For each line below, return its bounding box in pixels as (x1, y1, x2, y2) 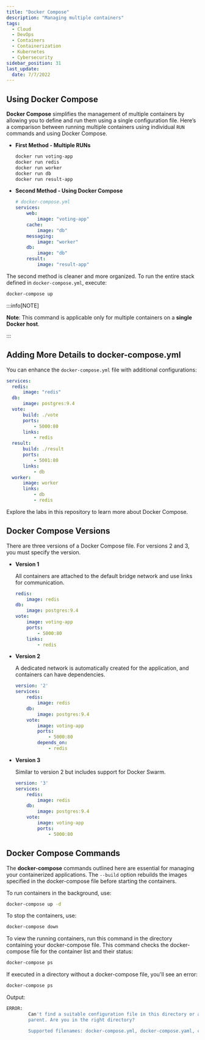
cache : (26, 221, 43, 228)
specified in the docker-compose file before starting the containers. (6, 877, 177, 885)
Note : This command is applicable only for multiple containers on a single (6, 313, 192, 321)
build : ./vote (22, 412, 59, 418)
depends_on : (37, 740, 68, 746)
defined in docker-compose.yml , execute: (6, 279, 107, 286)
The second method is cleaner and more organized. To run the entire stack (6, 273, 195, 280)
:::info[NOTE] (6, 302, 40, 309)
